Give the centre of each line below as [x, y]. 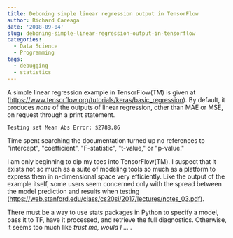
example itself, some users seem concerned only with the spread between [115, 183]
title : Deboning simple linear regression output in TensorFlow [103, 14]
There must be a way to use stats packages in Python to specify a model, [113, 212]
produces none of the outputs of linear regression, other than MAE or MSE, [115, 107]
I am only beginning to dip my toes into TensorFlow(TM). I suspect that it [112, 161]
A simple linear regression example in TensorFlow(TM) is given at [101, 92]
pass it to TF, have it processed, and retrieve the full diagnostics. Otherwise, [117, 219]
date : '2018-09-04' [36, 27]
